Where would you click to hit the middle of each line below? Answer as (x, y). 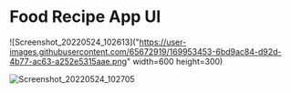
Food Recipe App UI (85, 17)
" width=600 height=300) (175, 61)
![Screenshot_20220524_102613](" (74, 42)
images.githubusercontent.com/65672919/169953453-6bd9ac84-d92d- (145, 51)
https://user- (163, 42)
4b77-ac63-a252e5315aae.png (68, 61)
